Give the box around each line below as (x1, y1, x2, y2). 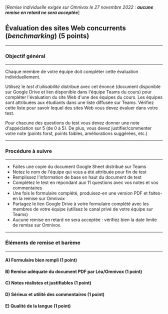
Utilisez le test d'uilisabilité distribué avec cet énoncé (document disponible (5, 83, 161, 89)
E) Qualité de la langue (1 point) (5, 302, 71, 309)
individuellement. (5, 74, 41, 80)
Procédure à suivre (5, 147, 52, 154)
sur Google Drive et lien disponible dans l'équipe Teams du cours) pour (5, 89, 152, 95)
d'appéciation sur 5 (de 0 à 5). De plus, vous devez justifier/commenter (5, 125, 152, 131)
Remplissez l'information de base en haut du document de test (12, 174, 141, 180)
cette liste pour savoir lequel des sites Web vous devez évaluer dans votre (5, 105, 158, 111)
